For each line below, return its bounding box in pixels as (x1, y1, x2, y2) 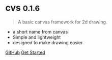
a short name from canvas (12, 28, 68, 35)
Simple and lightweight (12, 34, 61, 40)
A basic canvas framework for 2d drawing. (17, 19, 107, 25)
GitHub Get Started (5, 49, 45, 55)
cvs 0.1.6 (5, 2, 40, 14)
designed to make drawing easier (12, 39, 83, 45)
